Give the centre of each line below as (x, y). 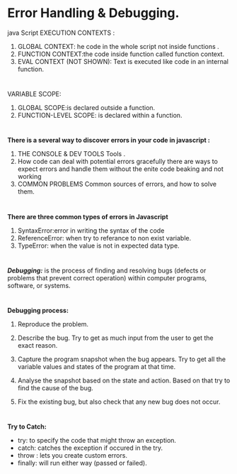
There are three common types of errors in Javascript (88, 216)
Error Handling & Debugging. (93, 13)
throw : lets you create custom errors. (72, 456)
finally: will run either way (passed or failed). (82, 463)
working (29, 177)
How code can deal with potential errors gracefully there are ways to (117, 162)
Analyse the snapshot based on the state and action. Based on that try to (124, 380)
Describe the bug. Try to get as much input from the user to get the (115, 338)
